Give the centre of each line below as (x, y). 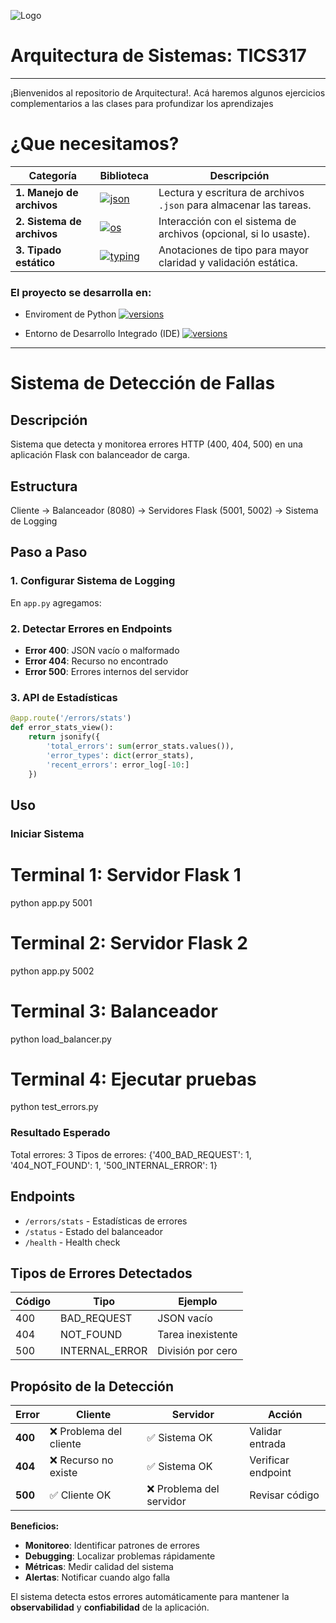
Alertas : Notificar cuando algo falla (97, 1577)
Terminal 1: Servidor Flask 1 (126, 874)
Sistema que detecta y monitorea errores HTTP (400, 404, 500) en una (156, 444)
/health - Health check (72, 1242)
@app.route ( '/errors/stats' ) (71, 718)
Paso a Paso (49, 552)
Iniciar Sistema (47, 833)
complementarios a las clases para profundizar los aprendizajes (142, 103)
